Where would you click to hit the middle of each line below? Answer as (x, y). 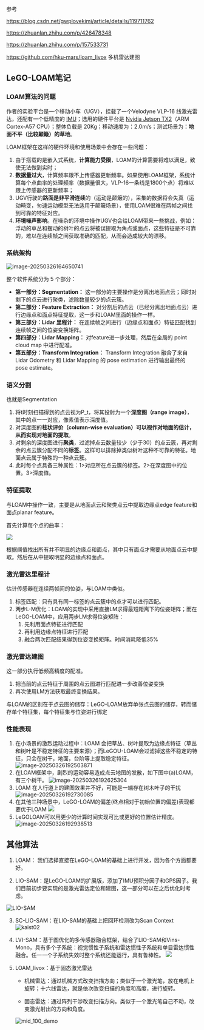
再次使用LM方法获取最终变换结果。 (59, 691)
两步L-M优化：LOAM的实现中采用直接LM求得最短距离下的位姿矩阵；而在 (106, 609)
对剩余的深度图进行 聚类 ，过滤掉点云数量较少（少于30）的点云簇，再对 (104, 442)
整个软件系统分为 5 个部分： (42, 279)
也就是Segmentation (32, 399)
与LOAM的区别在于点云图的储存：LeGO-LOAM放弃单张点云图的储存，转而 (99, 704)
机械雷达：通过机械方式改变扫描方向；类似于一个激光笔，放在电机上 (109, 981)
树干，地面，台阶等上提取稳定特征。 (87, 759)
